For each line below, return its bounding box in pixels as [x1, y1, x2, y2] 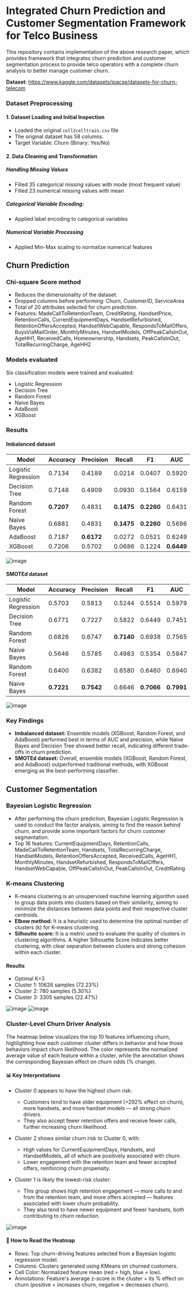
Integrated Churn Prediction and [6, 4, 166, 18]
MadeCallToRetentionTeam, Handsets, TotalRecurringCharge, [14, 846, 162, 853]
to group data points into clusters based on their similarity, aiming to [14, 899, 178, 906]
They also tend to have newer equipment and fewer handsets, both [23, 1206, 185, 1213]
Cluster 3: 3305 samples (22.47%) [14, 994, 98, 1001]
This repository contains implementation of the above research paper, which [6, 48, 190, 55]
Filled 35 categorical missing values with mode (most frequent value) [14, 180, 181, 188]
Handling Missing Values [6, 166, 68, 173]
